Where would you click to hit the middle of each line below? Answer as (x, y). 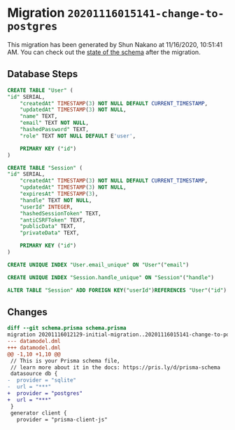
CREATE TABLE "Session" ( (45, 168)
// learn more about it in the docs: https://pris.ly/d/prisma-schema (115, 367)
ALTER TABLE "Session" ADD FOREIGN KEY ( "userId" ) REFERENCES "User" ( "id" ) (117, 290)
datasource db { (34, 374)
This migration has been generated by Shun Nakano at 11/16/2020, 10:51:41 (115, 44)
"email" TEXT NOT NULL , (55, 123)
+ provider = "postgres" (45, 394)
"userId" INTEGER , (47, 207)
